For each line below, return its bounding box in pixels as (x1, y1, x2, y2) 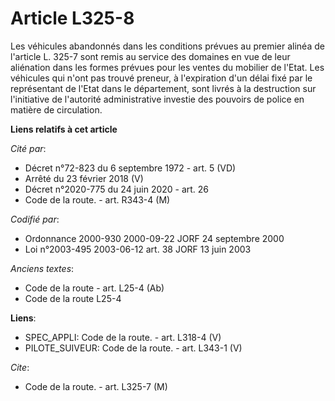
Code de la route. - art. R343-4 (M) (24, 193, 171, 206)
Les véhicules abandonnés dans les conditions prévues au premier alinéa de (10, 40, 325, 52)
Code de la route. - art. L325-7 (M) (24, 380, 168, 392)
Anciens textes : (10, 262, 75, 274)
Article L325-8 (10, 7, 135, 30)
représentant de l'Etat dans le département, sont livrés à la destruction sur (10, 82, 317, 94)
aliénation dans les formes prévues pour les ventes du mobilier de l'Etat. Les (10, 61, 325, 73)
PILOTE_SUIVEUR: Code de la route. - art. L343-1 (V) (24, 342, 243, 354)
